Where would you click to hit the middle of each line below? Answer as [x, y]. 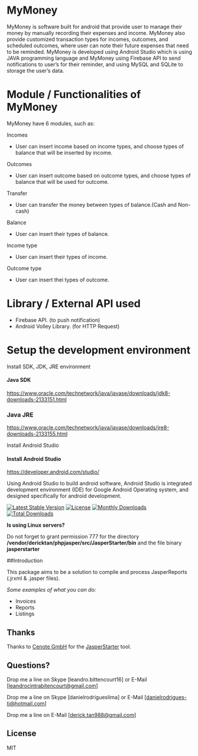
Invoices [25, 601]
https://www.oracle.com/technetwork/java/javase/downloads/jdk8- [89, 393]
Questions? [28, 665]
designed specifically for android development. [64, 496]
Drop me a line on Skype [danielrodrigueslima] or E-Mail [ [77, 697]
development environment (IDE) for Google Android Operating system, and [98, 490]
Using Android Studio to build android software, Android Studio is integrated [99, 484]
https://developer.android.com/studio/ [53, 472]
